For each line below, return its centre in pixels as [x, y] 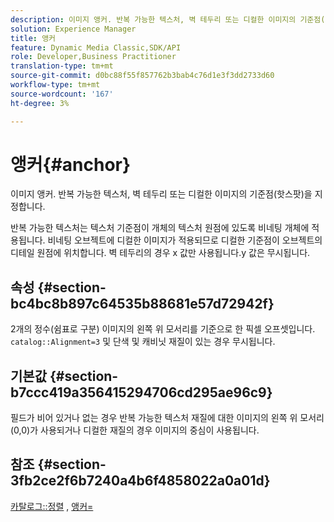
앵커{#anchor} [71, 164]
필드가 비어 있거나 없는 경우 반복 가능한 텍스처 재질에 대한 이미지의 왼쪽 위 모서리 [167, 418]
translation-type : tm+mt [62, 66]
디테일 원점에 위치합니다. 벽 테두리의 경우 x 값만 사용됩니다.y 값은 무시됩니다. [160, 253]
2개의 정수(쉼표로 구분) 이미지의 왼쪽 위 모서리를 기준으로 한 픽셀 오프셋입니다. [163, 329]
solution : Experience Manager [73, 29]
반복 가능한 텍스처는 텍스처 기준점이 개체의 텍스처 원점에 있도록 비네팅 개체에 [160, 228]
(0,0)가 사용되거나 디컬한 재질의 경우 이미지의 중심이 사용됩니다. [135, 430]
